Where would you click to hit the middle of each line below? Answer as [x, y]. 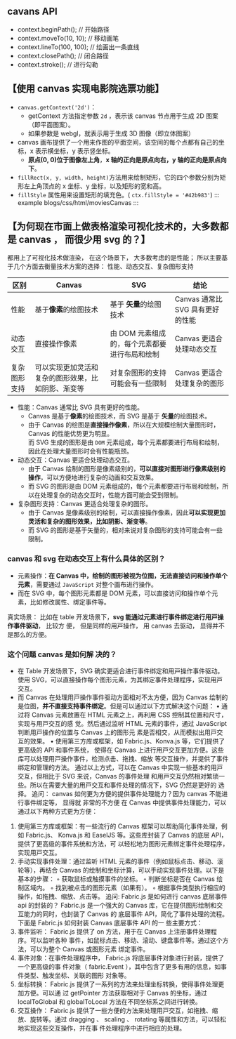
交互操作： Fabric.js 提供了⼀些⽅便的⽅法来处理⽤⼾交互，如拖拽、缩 [118, 1011]
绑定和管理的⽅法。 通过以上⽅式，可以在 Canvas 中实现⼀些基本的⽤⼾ [120, 767]
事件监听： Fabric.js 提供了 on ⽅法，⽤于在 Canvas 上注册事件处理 [114, 932]
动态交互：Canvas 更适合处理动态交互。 [75, 460]
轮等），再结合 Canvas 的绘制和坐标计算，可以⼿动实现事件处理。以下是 [121, 871]
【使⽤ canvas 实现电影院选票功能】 [86, 89]
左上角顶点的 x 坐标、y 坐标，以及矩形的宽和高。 [94, 186]
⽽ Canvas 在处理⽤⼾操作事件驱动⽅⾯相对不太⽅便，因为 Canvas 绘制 [119, 697]
